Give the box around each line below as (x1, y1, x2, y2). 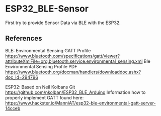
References (5, 34, 42, 43)
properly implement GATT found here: (5, 94, 84, 100)
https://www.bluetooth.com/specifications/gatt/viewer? (5, 53, 120, 59)
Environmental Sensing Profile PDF (5, 63, 77, 69)
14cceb (5, 105, 21, 111)
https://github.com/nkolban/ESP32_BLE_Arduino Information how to (5, 89, 146, 95)
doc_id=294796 (5, 74, 39, 80)
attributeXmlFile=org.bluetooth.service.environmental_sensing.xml (5, 58, 143, 64)
